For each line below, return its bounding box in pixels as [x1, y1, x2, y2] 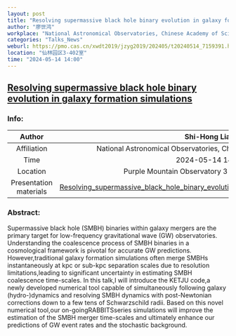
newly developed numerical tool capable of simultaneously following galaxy [7, 283, 227, 292]
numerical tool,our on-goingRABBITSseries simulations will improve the [7, 306, 214, 314]
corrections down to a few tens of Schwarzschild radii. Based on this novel [7, 298, 223, 307]
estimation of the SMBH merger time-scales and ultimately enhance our [7, 313, 215, 321]
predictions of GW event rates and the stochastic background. [7, 321, 188, 329]
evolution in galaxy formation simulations [7, 93, 192, 105]
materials [16, 187, 47, 196]
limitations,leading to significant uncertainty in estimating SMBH [7, 268, 192, 277]
